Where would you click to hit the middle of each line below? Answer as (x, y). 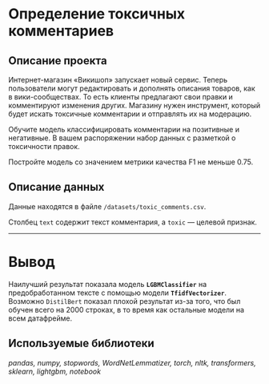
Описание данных (56, 187)
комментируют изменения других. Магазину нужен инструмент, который (134, 105)
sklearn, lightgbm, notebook (55, 371)
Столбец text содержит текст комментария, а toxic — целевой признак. (133, 222)
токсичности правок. (44, 146)
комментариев (61, 31)
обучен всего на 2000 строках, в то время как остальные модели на (126, 309)
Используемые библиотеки (81, 344)
